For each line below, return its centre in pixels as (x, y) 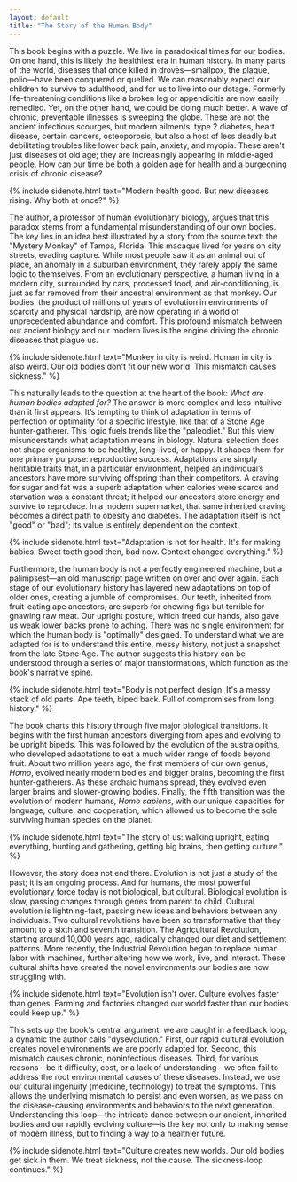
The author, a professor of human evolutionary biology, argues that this (139, 217)
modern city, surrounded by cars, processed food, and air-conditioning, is (144, 283)
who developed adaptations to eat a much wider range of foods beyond (140, 754)
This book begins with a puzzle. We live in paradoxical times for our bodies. (147, 51)
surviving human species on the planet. (81, 819)
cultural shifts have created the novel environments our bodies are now (139, 967)
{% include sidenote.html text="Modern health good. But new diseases (139, 191)
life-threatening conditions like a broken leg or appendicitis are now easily (144, 98)
